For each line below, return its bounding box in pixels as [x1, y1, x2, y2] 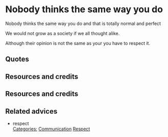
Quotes [5, 55, 30, 64]
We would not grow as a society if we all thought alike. [5, 30, 120, 36]
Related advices [5, 107, 58, 116]
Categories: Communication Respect [12, 126, 90, 132]
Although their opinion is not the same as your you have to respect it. [5, 40, 151, 46]
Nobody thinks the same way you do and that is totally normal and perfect [5, 20, 161, 26]
